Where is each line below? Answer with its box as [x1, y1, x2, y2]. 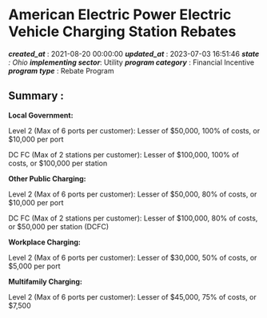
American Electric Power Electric [8, 6, 232, 24]
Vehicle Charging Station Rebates [8, 22, 237, 41]
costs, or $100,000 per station [8, 158, 108, 168]
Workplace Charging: [8, 237, 82, 247]
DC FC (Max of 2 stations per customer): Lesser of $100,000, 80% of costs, [8, 213, 258, 223]
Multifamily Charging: [8, 276, 82, 286]
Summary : [8, 89, 64, 103]
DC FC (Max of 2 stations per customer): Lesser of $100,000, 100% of [8, 149, 240, 159]
